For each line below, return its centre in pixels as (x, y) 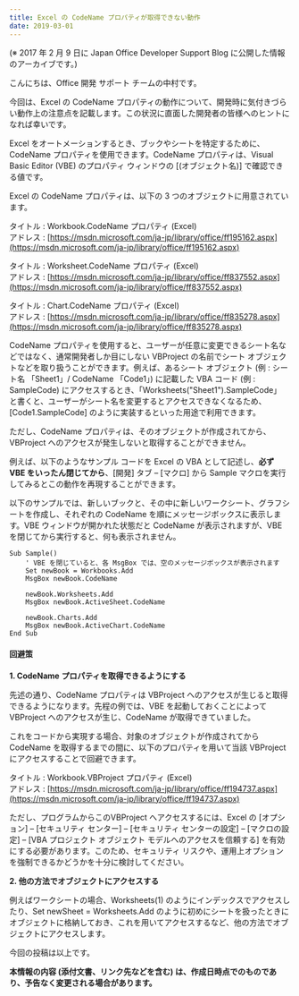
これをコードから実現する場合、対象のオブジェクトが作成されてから (134, 736)
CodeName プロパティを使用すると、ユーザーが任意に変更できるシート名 (144, 345)
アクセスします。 (79, 933)
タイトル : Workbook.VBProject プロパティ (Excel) (101, 777)
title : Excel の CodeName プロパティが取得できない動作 (105, 17)
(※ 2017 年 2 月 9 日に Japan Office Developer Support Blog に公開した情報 (147, 52)
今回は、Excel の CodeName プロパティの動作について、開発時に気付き (141, 102)
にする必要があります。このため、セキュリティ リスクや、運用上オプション (146, 850)
